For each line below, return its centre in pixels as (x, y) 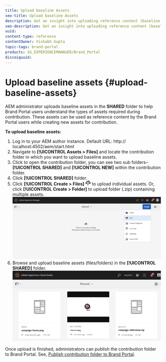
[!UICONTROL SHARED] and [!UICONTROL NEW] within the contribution (86, 167)
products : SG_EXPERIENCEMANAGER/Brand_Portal (53, 52)
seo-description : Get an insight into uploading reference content (76, 26)
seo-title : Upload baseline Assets (42, 16)
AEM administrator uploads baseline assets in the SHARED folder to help (79, 107)
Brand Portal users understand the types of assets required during (73, 112)
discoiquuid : (19, 57)
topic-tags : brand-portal (32, 47)
